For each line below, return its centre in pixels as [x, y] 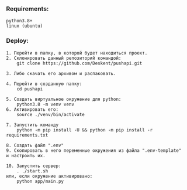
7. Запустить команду [32, 125]
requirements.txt [27, 135]
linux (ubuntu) [25, 26]
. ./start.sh [32, 171]
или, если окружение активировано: [49, 176]
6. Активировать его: [32, 109]
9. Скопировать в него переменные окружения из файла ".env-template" [94, 150]
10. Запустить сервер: [34, 166]
